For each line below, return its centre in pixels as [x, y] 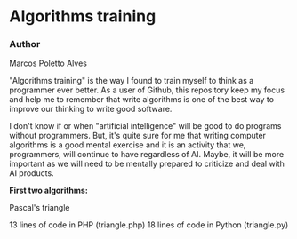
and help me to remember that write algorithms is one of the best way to [141, 100]
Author [25, 44]
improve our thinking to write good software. [91, 109]
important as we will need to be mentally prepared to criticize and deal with [147, 164]
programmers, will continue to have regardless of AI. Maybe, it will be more [147, 155]
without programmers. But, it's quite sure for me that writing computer [138, 136]
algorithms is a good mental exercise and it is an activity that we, [128, 145]
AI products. [32, 173]
